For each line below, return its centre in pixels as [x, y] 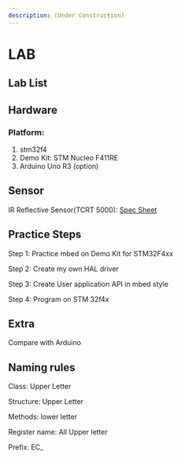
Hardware [33, 110]
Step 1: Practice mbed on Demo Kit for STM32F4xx [91, 253]
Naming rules [42, 367]
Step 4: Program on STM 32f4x [59, 299]
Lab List [28, 83]
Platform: [26, 132]
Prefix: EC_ [26, 447]
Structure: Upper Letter [46, 402]
